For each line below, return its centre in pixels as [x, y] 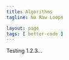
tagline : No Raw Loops [35, 17]
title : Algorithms [29, 12]
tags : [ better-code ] [35, 34]
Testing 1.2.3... [24, 51]
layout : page [23, 28]
